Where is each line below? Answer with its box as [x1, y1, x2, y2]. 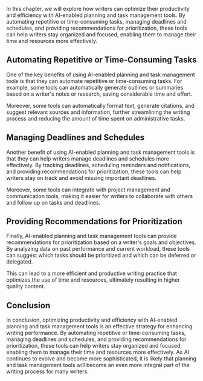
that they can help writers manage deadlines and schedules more [6, 154, 169, 162]
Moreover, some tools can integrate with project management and [6, 186, 170, 193]
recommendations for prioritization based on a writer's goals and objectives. [6, 239, 196, 246]
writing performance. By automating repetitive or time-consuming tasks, [6, 330, 186, 337]
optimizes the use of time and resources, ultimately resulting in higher [6, 276, 180, 283]
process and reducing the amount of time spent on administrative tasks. [6, 114, 185, 122]
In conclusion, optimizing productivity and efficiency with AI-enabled [6, 316, 178, 323]
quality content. [6, 283, 45, 290]
